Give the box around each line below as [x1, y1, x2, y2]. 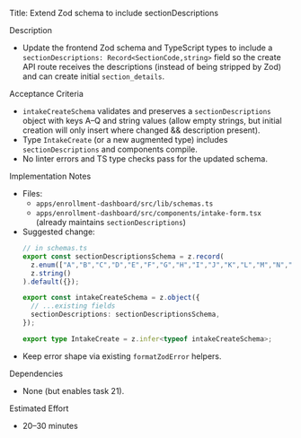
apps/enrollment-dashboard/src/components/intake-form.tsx [35, 209, 262, 218]
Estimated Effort [9, 403, 69, 414]
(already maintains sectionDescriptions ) [35, 217, 187, 227]
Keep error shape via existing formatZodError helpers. [22, 350, 222, 362]
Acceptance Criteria [9, 89, 84, 99]
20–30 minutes [22, 420, 78, 431]
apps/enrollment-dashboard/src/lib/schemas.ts [35, 199, 214, 208]
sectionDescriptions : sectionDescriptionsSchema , [31, 310, 220, 320]
